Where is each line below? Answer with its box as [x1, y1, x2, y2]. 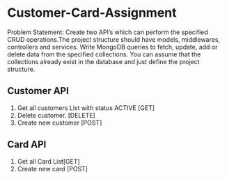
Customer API [7, 85, 70, 97]
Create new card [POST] [17, 164, 88, 173]
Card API [7, 139, 47, 150]
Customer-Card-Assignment [7, 5, 177, 21]
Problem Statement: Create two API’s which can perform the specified [7, 28, 209, 36]
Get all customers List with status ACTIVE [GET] [17, 103, 155, 112]
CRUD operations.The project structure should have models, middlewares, [7, 35, 221, 43]
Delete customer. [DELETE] [17, 111, 95, 119]
